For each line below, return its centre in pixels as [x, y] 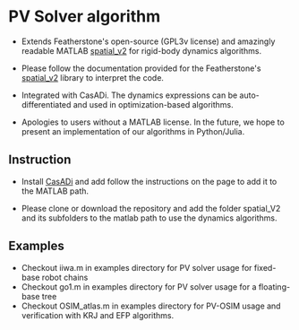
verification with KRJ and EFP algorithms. [98, 315]
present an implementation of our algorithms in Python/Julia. [133, 131]
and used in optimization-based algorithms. [153, 104]
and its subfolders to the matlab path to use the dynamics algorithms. [149, 218]
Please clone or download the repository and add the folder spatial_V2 [151, 208]
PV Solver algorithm [85, 17]
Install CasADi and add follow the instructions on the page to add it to [149, 181]
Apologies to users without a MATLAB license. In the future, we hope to [153, 122]
